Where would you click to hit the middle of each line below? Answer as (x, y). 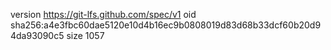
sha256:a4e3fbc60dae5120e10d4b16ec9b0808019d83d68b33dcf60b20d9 (166, 25)
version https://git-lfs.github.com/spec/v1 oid (103, 14)
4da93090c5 (37, 35)
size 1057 (85, 35)
